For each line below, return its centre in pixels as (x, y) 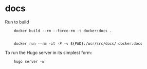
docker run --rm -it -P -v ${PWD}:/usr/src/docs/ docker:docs (78, 43)
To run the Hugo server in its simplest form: (49, 52)
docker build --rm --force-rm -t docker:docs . (63, 31)
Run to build (17, 22)
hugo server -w (29, 61)
